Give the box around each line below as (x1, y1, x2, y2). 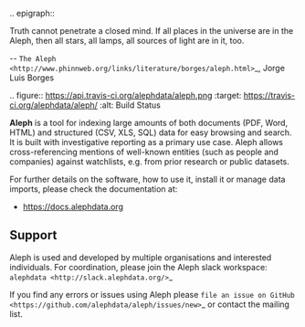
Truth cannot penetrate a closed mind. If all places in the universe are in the (9, 26, 294, 36)
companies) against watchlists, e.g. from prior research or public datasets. (9, 156, 290, 167)
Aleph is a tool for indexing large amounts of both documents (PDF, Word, (9, 118, 289, 128)
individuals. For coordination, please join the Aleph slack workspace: (9, 261, 268, 272)
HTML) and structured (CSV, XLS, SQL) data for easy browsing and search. (9, 127, 292, 138)
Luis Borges (9, 72, 55, 83)
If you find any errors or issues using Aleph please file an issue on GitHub (9, 289, 295, 300)
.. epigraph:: (9, 8, 55, 18)
